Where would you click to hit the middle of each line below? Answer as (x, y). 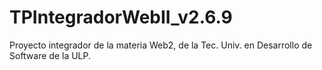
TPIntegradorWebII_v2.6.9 (121, 17)
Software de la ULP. (50, 55)
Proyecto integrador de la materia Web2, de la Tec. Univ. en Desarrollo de (161, 45)
